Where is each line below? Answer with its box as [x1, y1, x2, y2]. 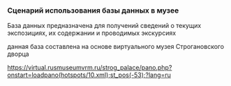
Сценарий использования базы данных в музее [7, 6, 179, 15]
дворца [7, 50, 29, 58]
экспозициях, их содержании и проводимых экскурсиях [7, 29, 177, 37]
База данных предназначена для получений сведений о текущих [7, 22, 202, 30]
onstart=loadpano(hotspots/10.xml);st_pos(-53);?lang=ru [7, 71, 171, 79]
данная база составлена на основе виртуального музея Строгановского [7, 43, 225, 51]
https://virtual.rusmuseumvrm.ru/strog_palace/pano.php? [7, 64, 172, 72]
